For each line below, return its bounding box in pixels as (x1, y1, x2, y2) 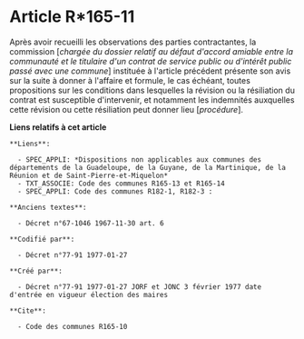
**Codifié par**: (9, 234, 75, 244)
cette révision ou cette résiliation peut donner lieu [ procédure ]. (9, 104, 243, 115)
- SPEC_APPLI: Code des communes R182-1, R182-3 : (17, 186, 213, 196)
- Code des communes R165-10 (17, 322, 128, 331)
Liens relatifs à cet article (9, 121, 107, 133)
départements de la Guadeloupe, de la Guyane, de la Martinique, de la (9, 163, 286, 172)
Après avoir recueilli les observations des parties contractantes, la (9, 36, 257, 47)
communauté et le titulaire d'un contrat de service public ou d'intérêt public (9, 55, 292, 66)
